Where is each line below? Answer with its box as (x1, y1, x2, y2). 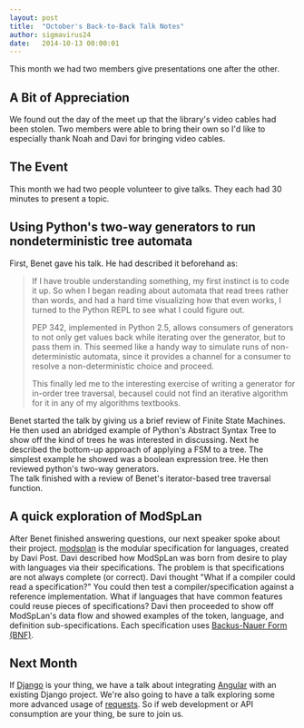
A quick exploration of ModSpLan (9, 509, 202, 525)
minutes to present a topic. (9, 192, 110, 204)
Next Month (9, 655, 78, 671)
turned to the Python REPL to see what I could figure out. (31, 304, 245, 315)
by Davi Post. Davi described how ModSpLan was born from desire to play (9, 552, 288, 563)
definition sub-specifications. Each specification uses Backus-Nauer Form (9, 619, 288, 631)
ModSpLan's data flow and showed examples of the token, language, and (9, 610, 284, 621)
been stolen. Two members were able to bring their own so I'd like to (9, 123, 266, 134)
